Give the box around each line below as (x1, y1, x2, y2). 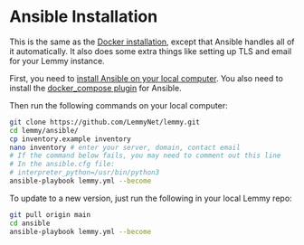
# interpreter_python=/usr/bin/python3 (9, 168, 160, 177)
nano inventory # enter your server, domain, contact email (9, 143, 242, 152)
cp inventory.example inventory (9, 134, 131, 144)
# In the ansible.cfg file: (9, 160, 116, 169)
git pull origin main (9, 210, 91, 219)
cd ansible (9, 219, 51, 228)
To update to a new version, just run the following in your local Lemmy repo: (9, 193, 292, 203)
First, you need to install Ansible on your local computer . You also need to (9, 72, 283, 83)
